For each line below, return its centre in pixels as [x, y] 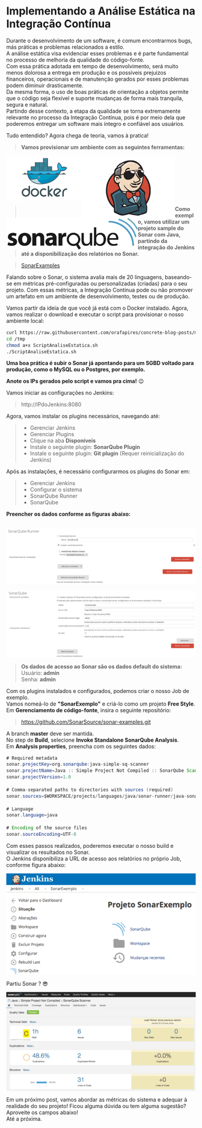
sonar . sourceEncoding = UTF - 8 [41, 835]
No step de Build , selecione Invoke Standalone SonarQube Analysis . [93, 740]
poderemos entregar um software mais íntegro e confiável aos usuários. [96, 124]
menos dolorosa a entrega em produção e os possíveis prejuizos [86, 72]
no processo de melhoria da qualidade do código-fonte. [75, 60]
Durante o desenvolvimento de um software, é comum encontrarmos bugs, [99, 40]
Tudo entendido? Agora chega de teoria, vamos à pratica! [78, 135]
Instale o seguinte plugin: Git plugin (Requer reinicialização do [107, 454]
